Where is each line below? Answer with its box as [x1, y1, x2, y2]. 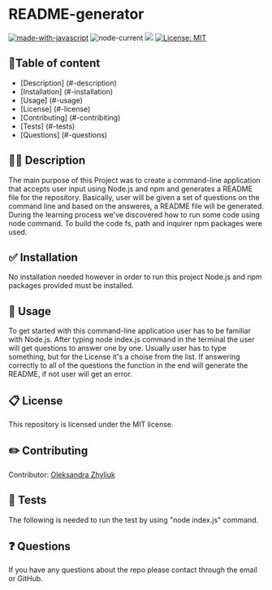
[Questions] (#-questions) [19, 129, 108, 139]
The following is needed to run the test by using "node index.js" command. [8, 514, 259, 525]
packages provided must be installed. [8, 281, 134, 291]
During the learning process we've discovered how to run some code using [8, 209, 260, 220]
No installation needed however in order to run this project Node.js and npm [8, 272, 262, 282]
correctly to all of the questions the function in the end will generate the [8, 361, 248, 370]
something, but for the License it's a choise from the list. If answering [8, 352, 240, 362]
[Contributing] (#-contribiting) [19, 112, 121, 122]
